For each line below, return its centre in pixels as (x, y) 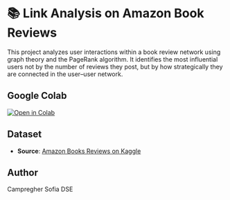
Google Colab (37, 96)
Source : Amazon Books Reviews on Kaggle (79, 151)
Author (23, 173)
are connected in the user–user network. (65, 74)
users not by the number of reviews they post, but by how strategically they (115, 66)
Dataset (25, 135)
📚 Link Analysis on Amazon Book (106, 13)
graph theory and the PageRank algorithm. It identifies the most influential (113, 59)
